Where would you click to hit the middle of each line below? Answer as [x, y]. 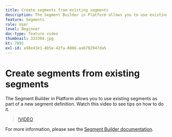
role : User [17, 24]
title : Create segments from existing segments [57, 10]
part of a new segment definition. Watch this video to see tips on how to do [84, 104]
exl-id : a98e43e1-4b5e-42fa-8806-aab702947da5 [56, 48]
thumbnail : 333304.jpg [29, 39]
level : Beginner [23, 29]
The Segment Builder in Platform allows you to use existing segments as [81, 98]
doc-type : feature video [32, 34]
